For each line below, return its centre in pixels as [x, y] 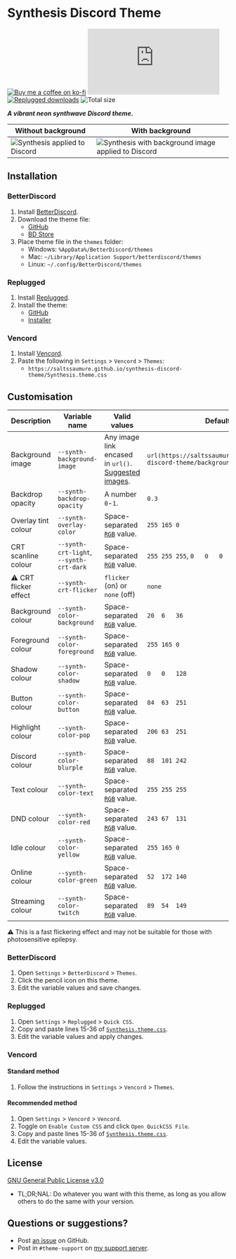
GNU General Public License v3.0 [55, 1180]
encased [119, 455]
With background [161, 130]
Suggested [122, 473]
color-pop [74, 735]
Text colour [29, 790]
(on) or [116, 586]
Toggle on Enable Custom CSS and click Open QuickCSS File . [103, 1126]
